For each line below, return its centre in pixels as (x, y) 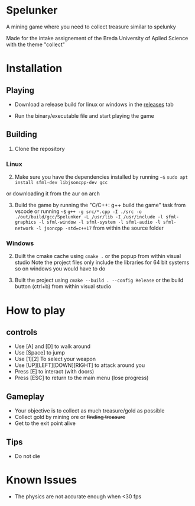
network (24, 228)
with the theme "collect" (35, 44)
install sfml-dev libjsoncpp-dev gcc (61, 183)
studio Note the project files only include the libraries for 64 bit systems (102, 262)
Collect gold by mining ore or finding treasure (70, 417)
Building (22, 135)
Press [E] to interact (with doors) (54, 372)
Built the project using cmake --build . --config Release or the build (99, 280)
